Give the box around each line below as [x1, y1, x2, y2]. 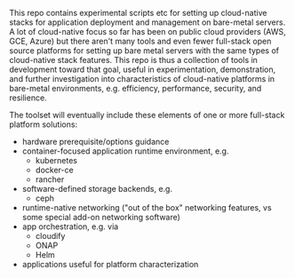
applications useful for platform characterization [21, 259, 199, 269]
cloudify [35, 231, 66, 241]
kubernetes [35, 155, 78, 165]
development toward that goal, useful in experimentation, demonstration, [9, 64, 276, 75]
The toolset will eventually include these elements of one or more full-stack [9, 110, 285, 120]
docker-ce [35, 164, 74, 175]
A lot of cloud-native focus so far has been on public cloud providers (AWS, [9, 27, 286, 36]
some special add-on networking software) [21, 212, 180, 222]
